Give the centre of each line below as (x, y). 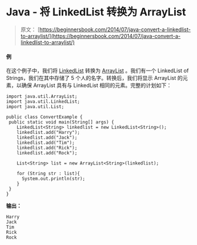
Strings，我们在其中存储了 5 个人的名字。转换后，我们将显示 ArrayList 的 (94, 78)
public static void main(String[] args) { (61, 122)
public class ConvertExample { (44, 117)
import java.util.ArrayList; (42, 97)
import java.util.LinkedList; (43, 102)
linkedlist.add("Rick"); (47, 148)
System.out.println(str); (53, 179)
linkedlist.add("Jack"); (47, 138)
